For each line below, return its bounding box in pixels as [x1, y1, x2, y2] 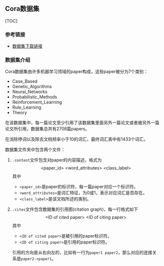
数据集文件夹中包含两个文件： [5, 146, 65, 153]
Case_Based [12, 78, 38, 84]
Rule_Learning [12, 104, 42, 110]
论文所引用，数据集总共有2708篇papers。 [5, 126, 90, 132]
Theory [12, 110, 27, 116]
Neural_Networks [12, 89, 47, 95]
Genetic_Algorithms [12, 84, 52, 90]
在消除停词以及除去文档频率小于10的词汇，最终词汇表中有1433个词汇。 [5, 136, 148, 142]
